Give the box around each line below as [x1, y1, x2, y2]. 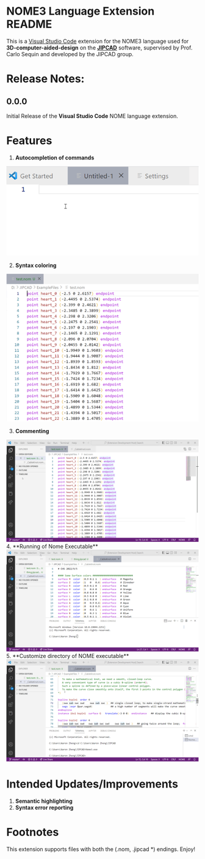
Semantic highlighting [15, 797, 73, 805]
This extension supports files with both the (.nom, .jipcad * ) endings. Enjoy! [6, 845, 196, 853]
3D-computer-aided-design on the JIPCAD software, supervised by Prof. [6, 44, 193, 51]
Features [6, 134, 52, 148]
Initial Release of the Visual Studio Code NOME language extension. [6, 112, 178, 120]
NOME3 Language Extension [6, 4, 155, 18]
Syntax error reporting [15, 804, 74, 811]
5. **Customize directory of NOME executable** [6, 652, 129, 660]
